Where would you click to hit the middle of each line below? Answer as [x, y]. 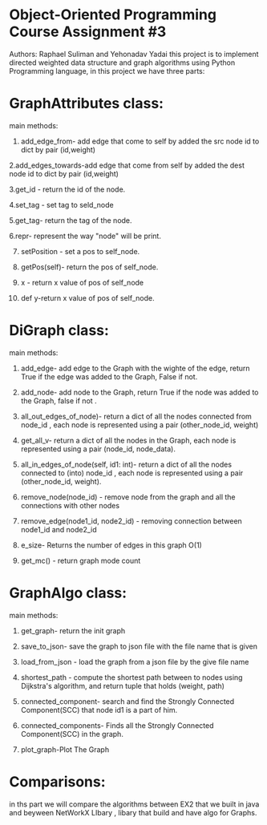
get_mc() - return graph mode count [81, 560]
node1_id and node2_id [59, 529]
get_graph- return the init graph [73, 630]
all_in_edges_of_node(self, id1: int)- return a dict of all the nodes [126, 464]
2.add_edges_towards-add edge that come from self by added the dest [127, 165]
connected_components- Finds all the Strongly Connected [117, 725]
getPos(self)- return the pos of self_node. [89, 267]
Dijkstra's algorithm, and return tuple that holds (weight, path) [123, 685]
